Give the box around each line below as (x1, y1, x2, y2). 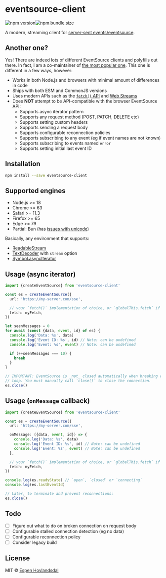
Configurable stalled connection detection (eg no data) (12, 528, 124, 534)
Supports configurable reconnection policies (19, 130, 111, 136)
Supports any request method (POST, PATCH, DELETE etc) (19, 114, 139, 120)
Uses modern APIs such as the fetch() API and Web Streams (12, 93, 137, 98)
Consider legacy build (12, 539, 57, 545)
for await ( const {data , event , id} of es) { (5, 328, 100, 334)
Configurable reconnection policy (12, 533, 81, 540)
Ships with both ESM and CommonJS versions (12, 88, 107, 94)
